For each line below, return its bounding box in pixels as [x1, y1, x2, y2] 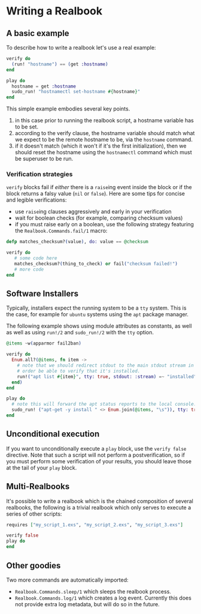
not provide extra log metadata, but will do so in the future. [14, 600, 160, 607]
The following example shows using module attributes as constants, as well [6, 322, 193, 330]
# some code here [14, 255, 58, 262]
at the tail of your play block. [6, 464, 77, 471]
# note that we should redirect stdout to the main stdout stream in [17, 363, 194, 369]
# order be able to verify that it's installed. [17, 368, 141, 374]
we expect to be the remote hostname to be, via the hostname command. [14, 136, 193, 143]
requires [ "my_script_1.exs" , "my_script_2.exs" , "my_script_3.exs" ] [6, 522, 184, 528]
